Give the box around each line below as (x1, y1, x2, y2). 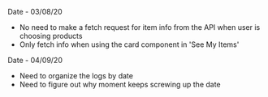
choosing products (19, 32, 83, 40)
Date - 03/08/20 (7, 7, 63, 16)
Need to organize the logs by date (19, 71, 133, 80)
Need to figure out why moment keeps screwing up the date (19, 80, 221, 89)
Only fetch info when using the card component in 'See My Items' (19, 40, 240, 49)
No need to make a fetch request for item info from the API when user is (19, 23, 261, 32)
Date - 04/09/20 (7, 56, 63, 65)
